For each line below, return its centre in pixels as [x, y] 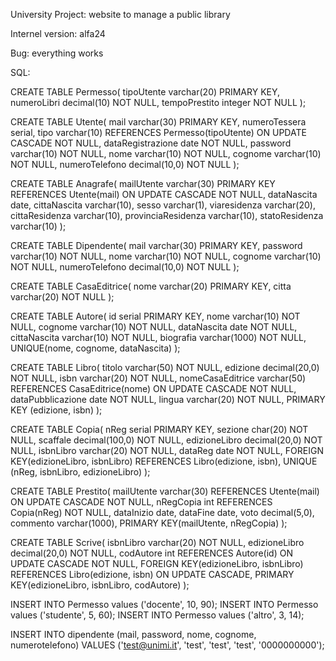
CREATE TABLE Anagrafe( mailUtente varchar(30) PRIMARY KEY [143, 183]
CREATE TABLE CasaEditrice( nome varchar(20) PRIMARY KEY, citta [151, 286]
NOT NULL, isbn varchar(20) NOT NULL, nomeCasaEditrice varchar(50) [158, 378]
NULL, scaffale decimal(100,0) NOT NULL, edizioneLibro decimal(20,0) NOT [166, 440]
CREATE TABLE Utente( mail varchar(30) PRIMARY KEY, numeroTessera [158, 122]
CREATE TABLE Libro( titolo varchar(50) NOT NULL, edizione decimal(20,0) [165, 367]
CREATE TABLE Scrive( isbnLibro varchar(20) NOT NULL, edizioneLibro [157, 542]
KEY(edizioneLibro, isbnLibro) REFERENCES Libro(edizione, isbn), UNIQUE [164, 461]
